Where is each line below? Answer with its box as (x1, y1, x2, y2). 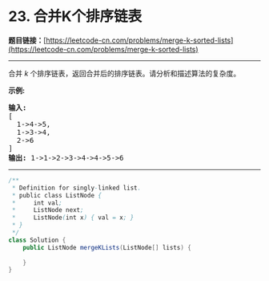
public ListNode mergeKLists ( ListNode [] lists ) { (22, 243, 192, 251)
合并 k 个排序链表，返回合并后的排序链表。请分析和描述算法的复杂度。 (8, 68, 241, 78)
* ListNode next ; (11, 206, 84, 214)
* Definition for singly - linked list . (11, 184, 142, 192)
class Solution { (8, 236, 66, 244)
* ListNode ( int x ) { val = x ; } (11, 214, 134, 222)
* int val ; (11, 198, 62, 207)
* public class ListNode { (11, 191, 102, 199)
